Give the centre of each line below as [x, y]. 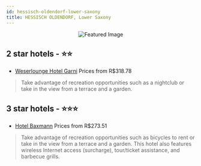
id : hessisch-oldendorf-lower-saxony [53, 12]
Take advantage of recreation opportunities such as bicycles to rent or [108, 137]
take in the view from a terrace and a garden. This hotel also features [106, 144]
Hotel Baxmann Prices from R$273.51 [61, 126]
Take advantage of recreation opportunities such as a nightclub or [103, 83]
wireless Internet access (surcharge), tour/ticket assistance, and [100, 150]
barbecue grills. [40, 156]
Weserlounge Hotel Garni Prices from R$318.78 [73, 71]
